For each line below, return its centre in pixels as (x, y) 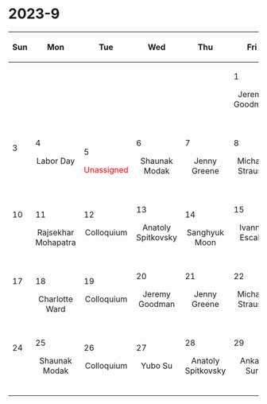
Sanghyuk (205, 232)
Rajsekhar (56, 232)
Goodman (157, 304)
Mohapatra (56, 242)
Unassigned (106, 169)
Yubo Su (157, 365)
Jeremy (157, 293)
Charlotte (56, 299)
